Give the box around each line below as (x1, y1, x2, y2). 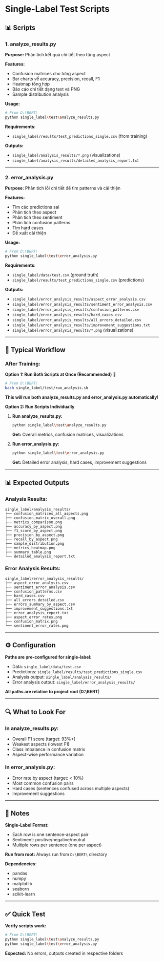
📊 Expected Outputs (5, 479, 69, 487)
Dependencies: (5, 861, 37, 867)
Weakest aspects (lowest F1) (12, 741, 70, 747)
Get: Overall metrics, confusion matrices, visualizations (12, 431, 123, 437)
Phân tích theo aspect (12, 209, 57, 215)
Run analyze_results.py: (12, 413, 62, 419)
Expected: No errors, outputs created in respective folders (5, 950, 123, 956)
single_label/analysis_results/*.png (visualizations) (12, 152, 121, 158)
